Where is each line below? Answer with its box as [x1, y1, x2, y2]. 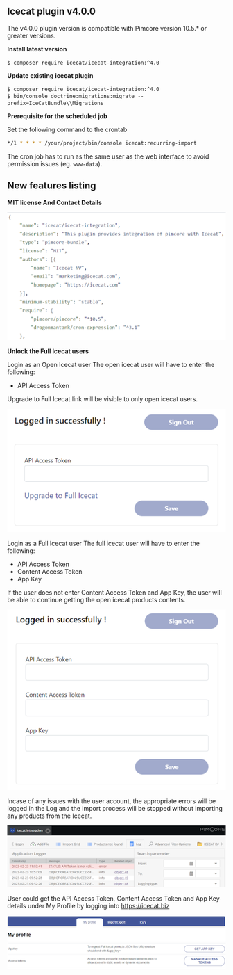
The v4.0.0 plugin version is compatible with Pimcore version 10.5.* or [7, 24, 207, 32]
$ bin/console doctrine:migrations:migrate [7, 92, 135, 99]
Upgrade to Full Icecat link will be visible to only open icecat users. [7, 394, 198, 403]
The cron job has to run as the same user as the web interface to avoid [7, 152, 209, 161]
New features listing [7, 180, 96, 192]
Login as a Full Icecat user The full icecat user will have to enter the [7, 539, 200, 548]
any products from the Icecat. [7, 812, 92, 820]
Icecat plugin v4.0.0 [7, 6, 96, 17]
